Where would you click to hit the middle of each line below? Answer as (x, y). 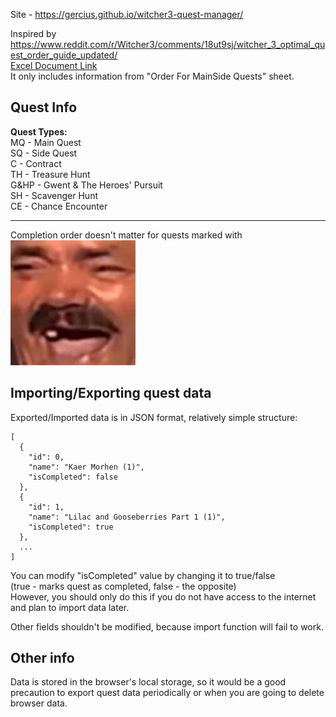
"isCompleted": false (73, 477)
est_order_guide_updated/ (64, 55)
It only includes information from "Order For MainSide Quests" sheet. (152, 76)
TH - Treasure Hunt (50, 174)
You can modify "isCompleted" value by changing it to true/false (143, 575)
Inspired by (33, 33)
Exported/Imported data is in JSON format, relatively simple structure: (154, 417)
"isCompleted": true (71, 527)
